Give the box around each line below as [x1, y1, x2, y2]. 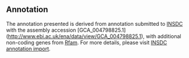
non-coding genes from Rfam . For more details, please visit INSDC [6, 39, 167, 46]
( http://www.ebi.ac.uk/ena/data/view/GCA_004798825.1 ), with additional [6, 32, 181, 40]
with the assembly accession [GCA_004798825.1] [6, 26, 126, 33]
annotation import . [6, 45, 51, 52]
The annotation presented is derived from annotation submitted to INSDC [6, 20, 183, 27]
